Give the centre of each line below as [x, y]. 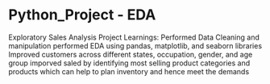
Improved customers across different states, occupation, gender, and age [131, 54]
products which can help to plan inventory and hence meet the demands [129, 71]
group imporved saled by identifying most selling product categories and [129, 63]
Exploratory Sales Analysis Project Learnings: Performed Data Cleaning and [134, 37]
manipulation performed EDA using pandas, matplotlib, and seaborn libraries [135, 45]
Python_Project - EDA [82, 15]
